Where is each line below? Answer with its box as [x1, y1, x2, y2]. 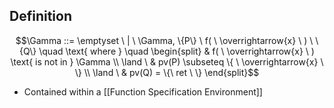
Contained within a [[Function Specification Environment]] [23, 85, 263, 98]
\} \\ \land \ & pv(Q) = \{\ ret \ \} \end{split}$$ [74, 66, 260, 78]
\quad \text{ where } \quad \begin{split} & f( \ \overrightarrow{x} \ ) [38, 45, 315, 57]
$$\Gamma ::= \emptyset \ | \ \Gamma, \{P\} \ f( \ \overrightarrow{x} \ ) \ [15, 34, 314, 46]
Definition [9, 8, 72, 25]
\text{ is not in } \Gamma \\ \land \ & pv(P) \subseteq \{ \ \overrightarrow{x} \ [10, 55, 324, 68]
